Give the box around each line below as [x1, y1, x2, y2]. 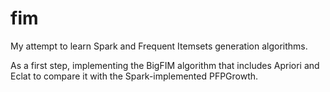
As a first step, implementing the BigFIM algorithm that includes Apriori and [10, 59, 320, 71]
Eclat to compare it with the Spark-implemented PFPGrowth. [10, 70, 259, 82]
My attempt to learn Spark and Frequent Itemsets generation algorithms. [10, 40, 308, 52]
